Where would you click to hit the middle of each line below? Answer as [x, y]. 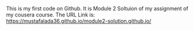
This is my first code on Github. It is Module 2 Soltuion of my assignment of [97, 9]
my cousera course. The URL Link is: [51, 15]
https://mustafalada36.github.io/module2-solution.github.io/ [79, 21]
